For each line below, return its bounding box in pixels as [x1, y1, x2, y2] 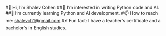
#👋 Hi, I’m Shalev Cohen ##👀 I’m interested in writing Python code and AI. [5, 5, 159, 10]
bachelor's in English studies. [5, 25, 67, 31]
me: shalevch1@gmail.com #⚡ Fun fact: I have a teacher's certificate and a [5, 18, 161, 23]
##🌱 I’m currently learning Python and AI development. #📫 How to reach [5, 10, 158, 16]
